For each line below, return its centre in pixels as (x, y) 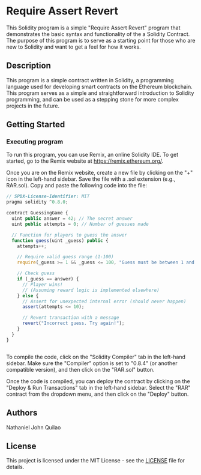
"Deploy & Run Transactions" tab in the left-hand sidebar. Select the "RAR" (98, 387)
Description (28, 66)
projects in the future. (33, 106)
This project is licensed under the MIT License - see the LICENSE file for (95, 461)
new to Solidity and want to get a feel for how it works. (73, 47)
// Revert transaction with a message (70, 318)
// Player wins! (42, 284)
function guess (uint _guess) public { (60, 241)
